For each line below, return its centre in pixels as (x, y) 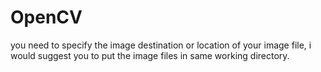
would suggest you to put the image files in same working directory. (150, 55)
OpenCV (46, 17)
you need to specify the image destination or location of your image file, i (161, 45)
